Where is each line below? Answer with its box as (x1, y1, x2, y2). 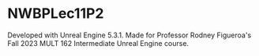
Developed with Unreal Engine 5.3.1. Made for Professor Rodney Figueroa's (7, 30, 252, 40)
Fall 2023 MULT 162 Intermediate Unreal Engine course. (7, 38, 190, 47)
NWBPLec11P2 (7, 5, 104, 23)
